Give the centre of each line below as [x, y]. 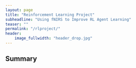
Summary [21, 59]
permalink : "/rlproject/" [33, 29]
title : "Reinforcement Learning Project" [50, 15]
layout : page [19, 10]
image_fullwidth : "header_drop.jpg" [54, 39]
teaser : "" [17, 24]
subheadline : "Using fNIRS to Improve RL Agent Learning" [68, 19]
